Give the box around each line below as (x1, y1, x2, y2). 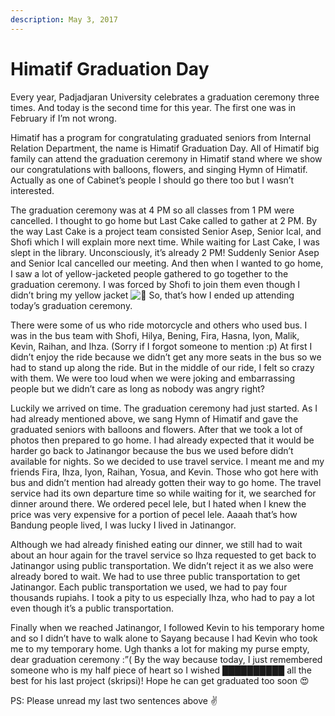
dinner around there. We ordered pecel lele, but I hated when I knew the (10, 497, 307, 510)
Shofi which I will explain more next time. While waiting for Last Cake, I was (10, 236, 320, 248)
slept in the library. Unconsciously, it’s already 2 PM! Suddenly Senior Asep (10, 246, 320, 258)
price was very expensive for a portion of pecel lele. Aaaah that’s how (10, 508, 298, 520)
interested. (10, 184, 55, 196)
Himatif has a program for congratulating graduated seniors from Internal (10, 131, 312, 143)
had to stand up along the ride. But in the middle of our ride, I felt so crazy (10, 361, 315, 373)
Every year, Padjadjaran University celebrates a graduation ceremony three (10, 91, 320, 103)
